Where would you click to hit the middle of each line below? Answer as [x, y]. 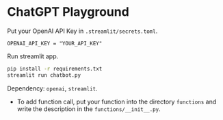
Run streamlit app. [33, 56]
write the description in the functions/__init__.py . [89, 109]
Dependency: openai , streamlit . [52, 88]
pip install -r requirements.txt [55, 69]
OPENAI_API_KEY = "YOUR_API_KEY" [55, 43]
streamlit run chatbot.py [44, 75]
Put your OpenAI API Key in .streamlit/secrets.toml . [82, 31]
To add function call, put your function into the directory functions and [117, 101]
